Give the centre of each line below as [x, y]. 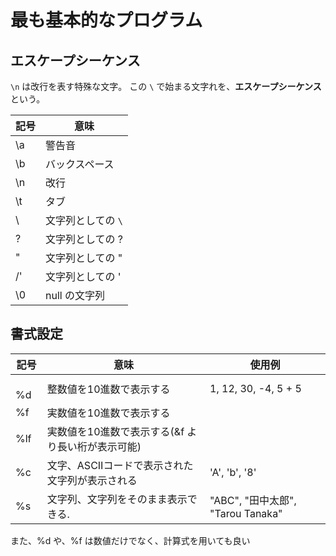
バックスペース [80, 164]
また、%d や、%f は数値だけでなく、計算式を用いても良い [130, 540]
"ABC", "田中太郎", [253, 500]
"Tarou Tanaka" [246, 513]
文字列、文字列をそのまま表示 [117, 499]
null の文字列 [75, 295]
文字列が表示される [92, 480]
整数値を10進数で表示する [108, 389]
